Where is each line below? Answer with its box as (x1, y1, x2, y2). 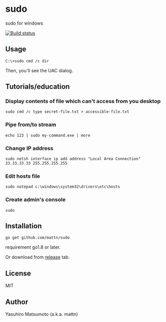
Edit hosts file (5, 172, 40, 179)
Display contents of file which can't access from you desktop (5, 98, 161, 105)
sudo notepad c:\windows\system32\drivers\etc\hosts (5, 184, 120, 190)
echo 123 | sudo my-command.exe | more (5, 133, 91, 138)
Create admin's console (5, 196, 66, 203)
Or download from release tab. (5, 254, 70, 260)
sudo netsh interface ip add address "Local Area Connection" (5, 156, 141, 162)
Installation (5, 222, 42, 231)
